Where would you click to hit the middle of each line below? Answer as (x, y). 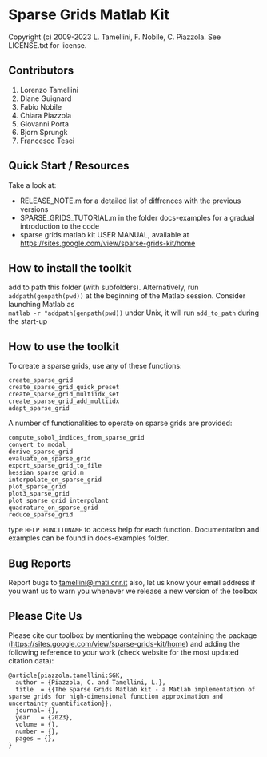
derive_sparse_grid (41, 452)
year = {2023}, (44, 717)
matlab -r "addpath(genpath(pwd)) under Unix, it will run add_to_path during (134, 313)
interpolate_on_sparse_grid (55, 480)
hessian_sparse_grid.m (46, 473)
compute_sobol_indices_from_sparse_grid (77, 438)
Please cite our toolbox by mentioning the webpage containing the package (133, 635)
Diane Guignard (46, 98)
